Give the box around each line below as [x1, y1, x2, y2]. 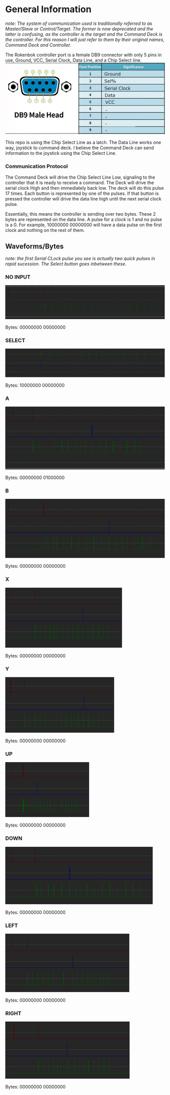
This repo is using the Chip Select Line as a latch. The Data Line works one [5, 139, 161, 145]
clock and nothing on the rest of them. [5, 227, 85, 233]
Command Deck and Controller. [5, 42, 71, 48]
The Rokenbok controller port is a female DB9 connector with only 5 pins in [5, 52, 162, 58]
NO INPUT [5, 273, 31, 280]
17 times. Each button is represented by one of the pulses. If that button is [5, 190, 159, 196]
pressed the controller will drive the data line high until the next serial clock [5, 196, 162, 202]
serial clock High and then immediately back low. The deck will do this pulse [5, 185, 164, 191]
